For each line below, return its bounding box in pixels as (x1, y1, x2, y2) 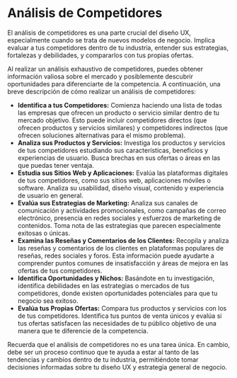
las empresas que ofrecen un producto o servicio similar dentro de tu (17, 108, 220, 117)
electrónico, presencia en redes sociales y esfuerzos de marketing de (17, 214, 221, 222)
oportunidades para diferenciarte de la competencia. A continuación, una (7, 79, 221, 88)
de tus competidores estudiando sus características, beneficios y (17, 146, 209, 154)
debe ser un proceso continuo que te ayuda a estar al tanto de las (7, 348, 200, 356)
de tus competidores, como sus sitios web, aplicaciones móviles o (17, 176, 211, 185)
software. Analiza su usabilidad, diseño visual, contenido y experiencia (17, 183, 224, 192)
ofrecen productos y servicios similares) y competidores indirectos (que (17, 123, 229, 132)
